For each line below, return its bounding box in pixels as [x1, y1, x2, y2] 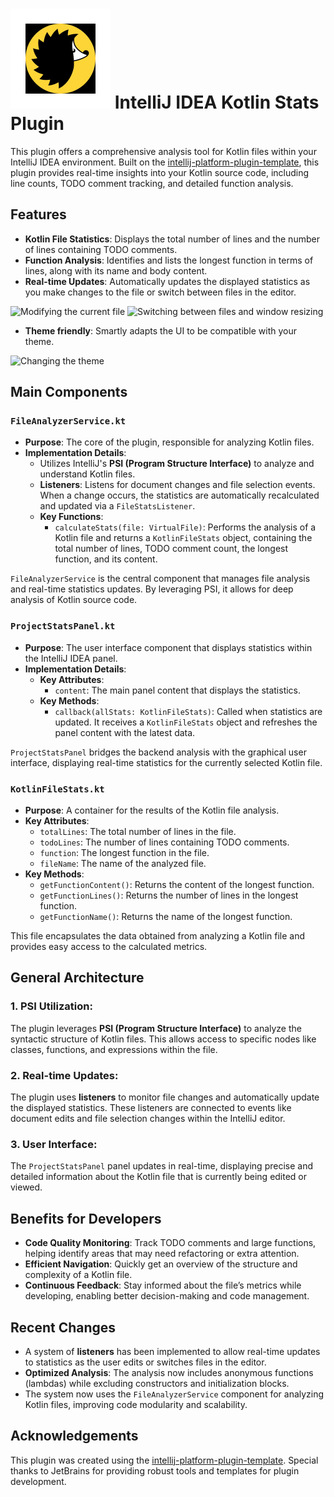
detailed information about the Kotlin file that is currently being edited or [10, 1171, 308, 1183]
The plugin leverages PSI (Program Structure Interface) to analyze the [10, 1022, 302, 1034]
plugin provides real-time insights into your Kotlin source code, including [10, 166, 310, 178]
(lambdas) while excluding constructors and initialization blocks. [24, 1377, 290, 1389]
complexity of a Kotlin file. [24, 1269, 133, 1281]
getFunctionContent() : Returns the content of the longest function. [39, 879, 315, 891]
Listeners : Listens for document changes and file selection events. [39, 479, 316, 491]
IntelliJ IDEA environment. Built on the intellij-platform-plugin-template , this [10, 156, 320, 168]
